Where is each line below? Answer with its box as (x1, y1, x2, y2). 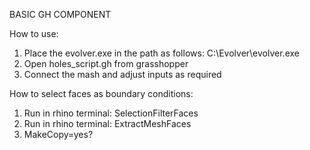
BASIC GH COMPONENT (9, 9, 112, 20)
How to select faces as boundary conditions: (9, 88, 194, 99)
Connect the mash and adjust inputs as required (23, 69, 222, 80)
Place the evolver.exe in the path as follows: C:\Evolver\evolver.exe (23, 47, 300, 59)
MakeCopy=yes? (23, 129, 94, 140)
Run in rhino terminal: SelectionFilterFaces (23, 107, 199, 119)
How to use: (9, 28, 59, 39)
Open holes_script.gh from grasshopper (23, 58, 189, 69)
